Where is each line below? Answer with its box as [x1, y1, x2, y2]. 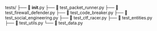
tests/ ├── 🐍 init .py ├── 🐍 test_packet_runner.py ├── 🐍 [5, 5, 119, 10]
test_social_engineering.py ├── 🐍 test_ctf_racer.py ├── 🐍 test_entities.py [5, 15, 153, 20]
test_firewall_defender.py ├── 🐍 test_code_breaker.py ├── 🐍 [5, 10, 128, 15]
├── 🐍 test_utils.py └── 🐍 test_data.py [5, 20, 83, 26]
